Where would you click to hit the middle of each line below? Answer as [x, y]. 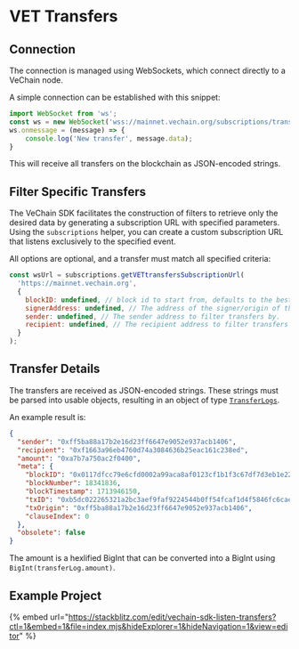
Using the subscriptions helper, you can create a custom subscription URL [146, 232]
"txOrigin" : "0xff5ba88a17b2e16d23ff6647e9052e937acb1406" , [139, 508]
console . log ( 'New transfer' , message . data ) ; [109, 138]
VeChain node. [36, 80]
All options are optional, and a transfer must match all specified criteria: [140, 259]
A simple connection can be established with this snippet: [115, 97]
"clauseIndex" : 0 [57, 516]
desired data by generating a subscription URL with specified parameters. [145, 223]
